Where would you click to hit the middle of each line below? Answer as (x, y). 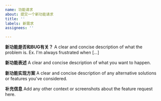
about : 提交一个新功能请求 (29, 14)
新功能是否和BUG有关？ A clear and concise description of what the (74, 47)
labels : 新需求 (19, 23)
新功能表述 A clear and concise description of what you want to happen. (78, 63)
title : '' (15, 19)
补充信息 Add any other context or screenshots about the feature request (79, 89)
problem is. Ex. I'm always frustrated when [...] (52, 53)
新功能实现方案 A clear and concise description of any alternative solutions (81, 73)
